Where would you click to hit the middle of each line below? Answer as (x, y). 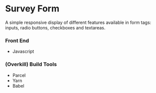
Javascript (23, 51)
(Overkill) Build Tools (31, 64)
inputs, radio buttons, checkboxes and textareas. (55, 27)
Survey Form (32, 9)
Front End (17, 40)
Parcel (19, 75)
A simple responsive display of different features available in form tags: (78, 22)
